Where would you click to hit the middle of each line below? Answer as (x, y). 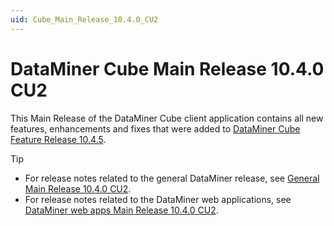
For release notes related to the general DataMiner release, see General (172, 178)
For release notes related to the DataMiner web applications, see (158, 199)
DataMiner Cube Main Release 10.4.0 (167, 68)
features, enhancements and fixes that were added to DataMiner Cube (155, 128)
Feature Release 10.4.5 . (58, 139)
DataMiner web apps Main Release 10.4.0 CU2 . (121, 210)
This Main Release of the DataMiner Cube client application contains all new (167, 118)
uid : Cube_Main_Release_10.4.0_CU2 (84, 19)
